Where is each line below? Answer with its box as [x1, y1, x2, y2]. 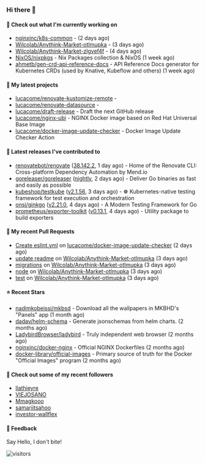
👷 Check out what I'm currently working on [6, 21, 117, 28]
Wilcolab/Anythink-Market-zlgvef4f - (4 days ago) [15, 47, 142, 55]
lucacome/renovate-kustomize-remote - [15, 95, 117, 102]
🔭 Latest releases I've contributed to [6, 147, 100, 155]
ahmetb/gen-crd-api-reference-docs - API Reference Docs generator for [15, 61, 199, 68]
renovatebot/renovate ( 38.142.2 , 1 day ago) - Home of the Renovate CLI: [15, 161, 197, 169]
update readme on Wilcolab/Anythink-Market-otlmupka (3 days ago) [15, 254, 188, 262]
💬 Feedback [6, 424, 37, 432]
